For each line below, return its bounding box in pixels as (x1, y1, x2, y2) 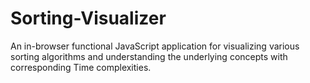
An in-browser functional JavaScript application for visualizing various (10, 40, 300, 52)
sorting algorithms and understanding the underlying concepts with (10, 50, 288, 62)
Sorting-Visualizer (10, 7, 167, 30)
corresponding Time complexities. (10, 61, 152, 73)
